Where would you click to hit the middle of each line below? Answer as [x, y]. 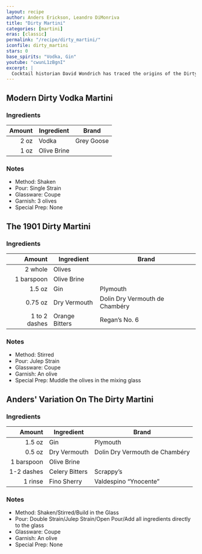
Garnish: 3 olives [36, 201]
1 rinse [33, 481]
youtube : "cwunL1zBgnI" [36, 62]
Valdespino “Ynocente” [127, 481]
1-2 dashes [26, 471]
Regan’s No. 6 [120, 319]
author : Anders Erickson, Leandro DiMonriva [63, 17]
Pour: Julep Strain [37, 361]
